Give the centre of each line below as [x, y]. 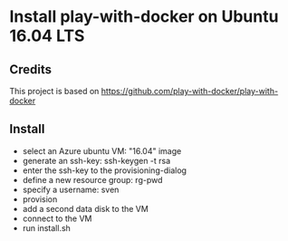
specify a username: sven [71, 189]
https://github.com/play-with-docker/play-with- [190, 91]
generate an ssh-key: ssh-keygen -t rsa [96, 160]
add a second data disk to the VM [86, 208]
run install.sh [46, 227]
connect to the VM [57, 218]
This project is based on [54, 91]
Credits [31, 69]
